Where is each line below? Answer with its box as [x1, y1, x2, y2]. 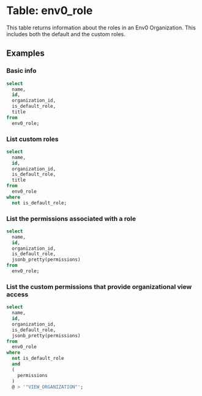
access [6, 290, 29, 299]
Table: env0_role [6, 4, 93, 18]
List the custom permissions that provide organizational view [6, 282, 192, 291]
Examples [6, 48, 45, 59]
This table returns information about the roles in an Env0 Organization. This [6, 24, 196, 31]
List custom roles [6, 135, 59, 143]
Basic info [6, 67, 37, 75]
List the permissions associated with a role [6, 214, 137, 223]
